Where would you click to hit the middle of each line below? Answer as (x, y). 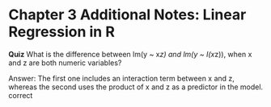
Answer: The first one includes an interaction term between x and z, (121, 78)
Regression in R (62, 32)
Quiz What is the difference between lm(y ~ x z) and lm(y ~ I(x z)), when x (130, 54)
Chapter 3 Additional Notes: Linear (127, 15)
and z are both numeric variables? (65, 63)
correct (21, 95)
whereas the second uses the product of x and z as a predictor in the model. (136, 87)
